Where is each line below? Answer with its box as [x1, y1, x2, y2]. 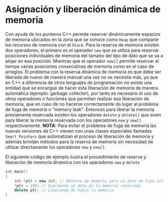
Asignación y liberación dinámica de [5, 4, 161, 15]
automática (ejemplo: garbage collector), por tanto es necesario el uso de [5, 90, 158, 96]
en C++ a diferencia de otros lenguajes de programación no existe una [5, 79, 152, 86]
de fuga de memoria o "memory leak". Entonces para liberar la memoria [5, 106, 155, 112]
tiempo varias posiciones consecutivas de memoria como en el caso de [5, 63, 154, 69]
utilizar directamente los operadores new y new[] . [5, 144, 106, 150]
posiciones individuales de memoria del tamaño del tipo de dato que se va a [5, 52, 163, 59]
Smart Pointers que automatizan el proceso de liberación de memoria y [5, 133, 154, 139]
